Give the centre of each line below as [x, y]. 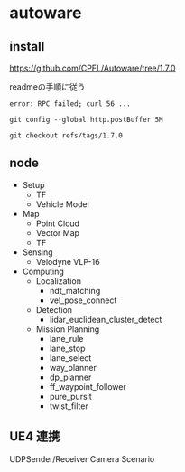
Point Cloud [57, 223]
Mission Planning [68, 329]
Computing [43, 271]
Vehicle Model [63, 204]
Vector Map [57, 232]
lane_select [70, 358]
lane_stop [67, 348]
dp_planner [70, 377]
